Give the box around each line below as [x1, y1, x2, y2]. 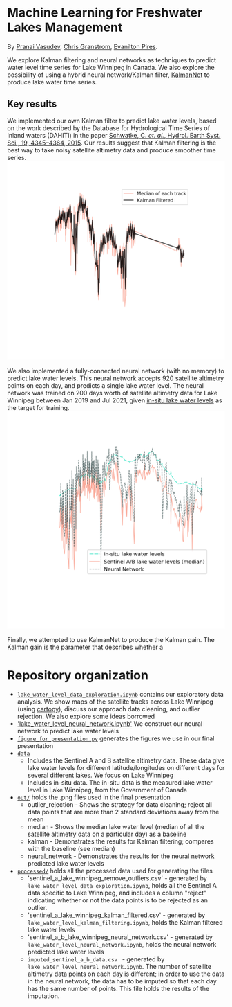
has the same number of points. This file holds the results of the [27, 985, 210, 993]
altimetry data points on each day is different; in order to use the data [27, 970, 225, 978]
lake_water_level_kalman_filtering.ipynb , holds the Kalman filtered [27, 918, 223, 927]
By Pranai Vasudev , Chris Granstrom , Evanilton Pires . [7, 42, 158, 51]
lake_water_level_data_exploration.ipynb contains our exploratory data [17, 690, 224, 699]
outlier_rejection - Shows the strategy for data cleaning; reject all [27, 801, 213, 809]
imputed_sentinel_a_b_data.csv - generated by [27, 955, 165, 963]
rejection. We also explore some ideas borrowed [17, 712, 155, 721]
